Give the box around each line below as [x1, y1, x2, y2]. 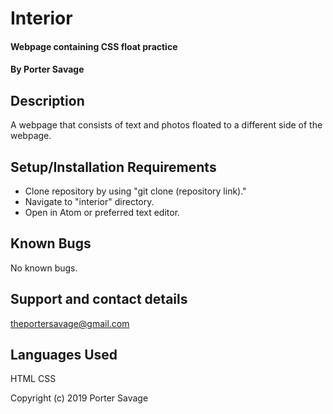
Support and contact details [10, 291, 188, 308]
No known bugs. [10, 262, 78, 274]
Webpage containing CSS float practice [10, 40, 178, 52]
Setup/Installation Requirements [10, 158, 217, 176]
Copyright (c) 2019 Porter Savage [10, 392, 149, 404]
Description [10, 92, 85, 109]
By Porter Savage [10, 63, 85, 76]
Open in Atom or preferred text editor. [24, 207, 181, 218]
